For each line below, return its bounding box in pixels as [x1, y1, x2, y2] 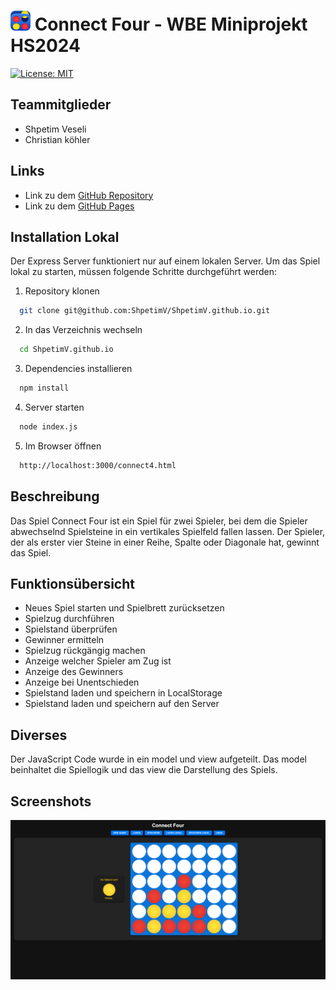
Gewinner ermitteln [24, 634, 105, 646]
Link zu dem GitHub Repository [24, 189, 154, 201]
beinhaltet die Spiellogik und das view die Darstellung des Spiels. [10, 764, 278, 776]
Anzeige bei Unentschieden [24, 676, 140, 689]
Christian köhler [24, 133, 91, 145]
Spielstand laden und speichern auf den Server [24, 698, 220, 710]
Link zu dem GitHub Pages [24, 200, 135, 212]
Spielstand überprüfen [24, 623, 118, 635]
